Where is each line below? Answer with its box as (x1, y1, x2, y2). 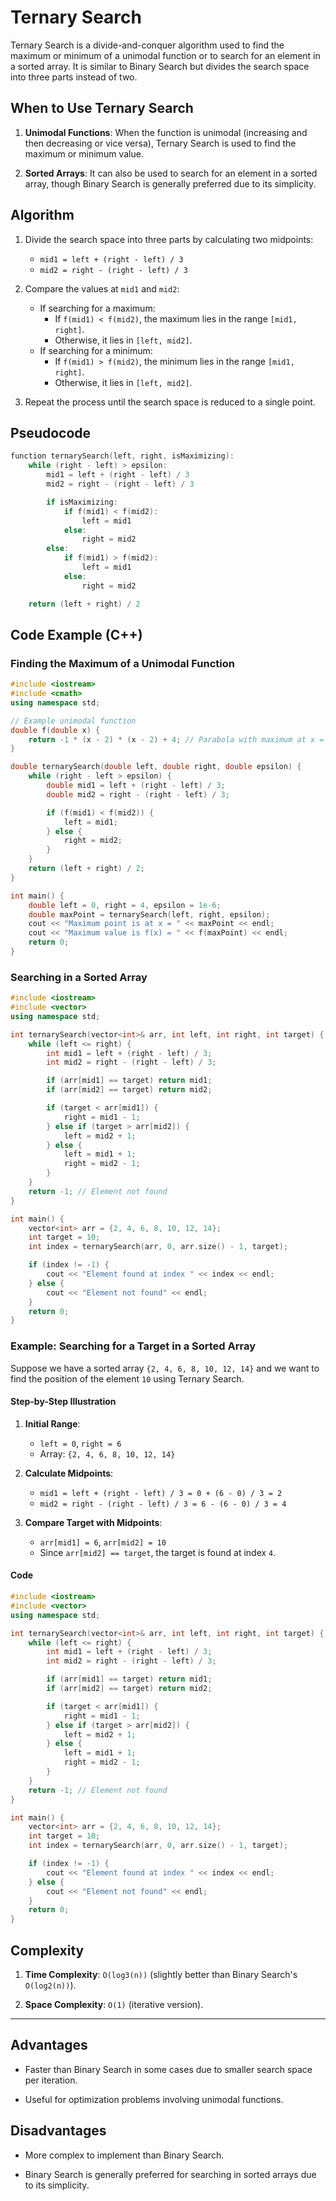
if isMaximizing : (46, 497, 118, 507)
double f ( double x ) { (10, 725, 101, 735)
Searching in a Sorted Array (10, 970, 148, 984)
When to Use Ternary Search (10, 100, 194, 117)
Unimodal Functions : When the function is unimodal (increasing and (24, 126, 308, 138)
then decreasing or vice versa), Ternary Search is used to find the (24, 137, 297, 149)
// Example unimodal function (10, 716, 137, 726)
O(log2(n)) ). (24, 1979, 77, 1991)
